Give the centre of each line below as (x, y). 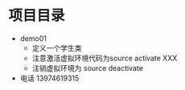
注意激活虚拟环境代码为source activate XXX (105, 58)
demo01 (33, 38)
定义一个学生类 (57, 47)
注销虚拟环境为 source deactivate (87, 67)
